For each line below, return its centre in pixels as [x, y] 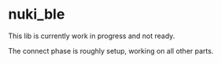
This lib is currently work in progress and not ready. [92, 36]
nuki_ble [37, 14]
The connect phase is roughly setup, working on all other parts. [111, 51]
